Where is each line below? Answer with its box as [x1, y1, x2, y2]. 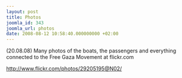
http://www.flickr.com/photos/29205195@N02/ [6, 65, 122, 72]
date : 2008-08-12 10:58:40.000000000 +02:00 [6, 31, 119, 37]
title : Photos [6, 14, 42, 20]
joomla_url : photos [6, 25, 55, 32]
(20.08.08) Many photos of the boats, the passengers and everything [6, 47, 177, 54]
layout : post [6, 8, 39, 15]
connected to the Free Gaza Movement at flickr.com [6, 54, 134, 61]
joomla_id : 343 [6, 20, 44, 26]
